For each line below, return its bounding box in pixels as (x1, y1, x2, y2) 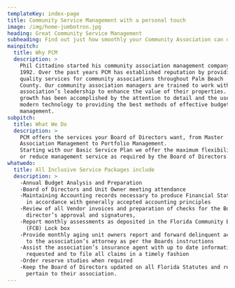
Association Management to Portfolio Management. (20, 141, 168, 147)
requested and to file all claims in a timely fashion (25, 251, 190, 258)
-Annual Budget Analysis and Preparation (20, 179, 142, 186)
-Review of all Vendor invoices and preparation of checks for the (20, 206, 220, 213)
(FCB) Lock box (25, 224, 71, 231)
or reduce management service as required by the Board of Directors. (20, 153, 230, 161)
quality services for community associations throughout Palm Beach (20, 75, 224, 82)
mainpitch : (7, 43, 39, 50)
